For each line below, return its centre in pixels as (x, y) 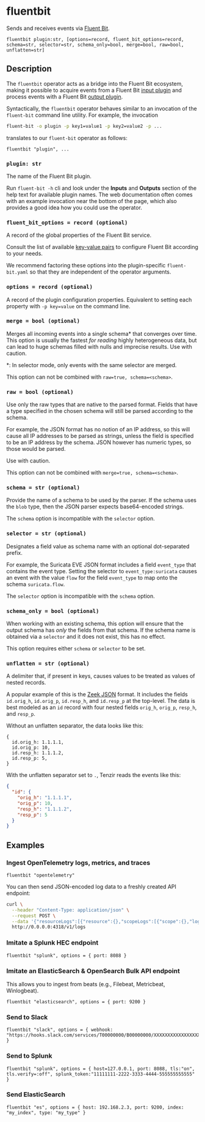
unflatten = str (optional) (48, 663)
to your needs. (24, 254)
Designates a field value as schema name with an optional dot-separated (98, 546)
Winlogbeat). (23, 990)
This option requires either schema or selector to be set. (76, 648)
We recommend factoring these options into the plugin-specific (86, 266)
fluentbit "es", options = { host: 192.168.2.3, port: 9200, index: (95, 1107)
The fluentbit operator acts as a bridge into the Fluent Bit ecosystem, (95, 83)
